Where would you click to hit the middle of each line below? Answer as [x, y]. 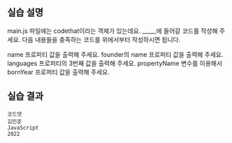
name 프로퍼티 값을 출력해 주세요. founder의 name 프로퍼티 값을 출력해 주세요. [115, 54]
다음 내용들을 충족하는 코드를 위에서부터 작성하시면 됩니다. [101, 39]
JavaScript [23, 128]
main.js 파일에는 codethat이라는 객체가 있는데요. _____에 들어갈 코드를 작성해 [113, 31]
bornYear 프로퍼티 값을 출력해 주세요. [58, 71]
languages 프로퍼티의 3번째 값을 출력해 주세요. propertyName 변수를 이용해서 [115, 63]
